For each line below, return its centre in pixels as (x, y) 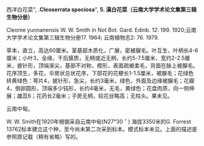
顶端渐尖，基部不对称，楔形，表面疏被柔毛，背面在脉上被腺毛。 (118, 65)
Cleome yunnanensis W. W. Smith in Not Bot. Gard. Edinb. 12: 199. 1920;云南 (101, 30)
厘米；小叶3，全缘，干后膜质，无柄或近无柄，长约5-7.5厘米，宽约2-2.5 (96, 58)
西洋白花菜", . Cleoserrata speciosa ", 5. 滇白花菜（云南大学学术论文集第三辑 (101, 9)
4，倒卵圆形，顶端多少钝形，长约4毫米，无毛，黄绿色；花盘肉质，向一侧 (98, 88)
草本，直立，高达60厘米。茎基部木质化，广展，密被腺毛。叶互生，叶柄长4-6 (102, 50)
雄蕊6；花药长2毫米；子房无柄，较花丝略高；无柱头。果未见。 (95, 96)
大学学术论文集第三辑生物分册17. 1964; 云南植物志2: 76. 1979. (83, 38)
